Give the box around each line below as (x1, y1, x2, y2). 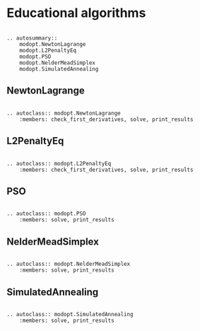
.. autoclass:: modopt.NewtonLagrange (6, 110, 121, 117)
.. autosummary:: (6, 34, 58, 42)
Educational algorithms (6, 5, 146, 21)
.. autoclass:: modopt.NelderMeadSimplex (6, 260, 131, 268)
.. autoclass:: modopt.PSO (6, 210, 86, 217)
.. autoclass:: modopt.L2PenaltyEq (6, 160, 112, 167)
